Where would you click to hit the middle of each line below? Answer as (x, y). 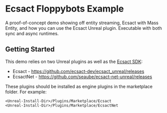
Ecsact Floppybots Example (65, 9)
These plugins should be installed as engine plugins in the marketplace (79, 86)
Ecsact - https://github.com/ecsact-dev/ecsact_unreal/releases (78, 71)
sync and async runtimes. (32, 33)
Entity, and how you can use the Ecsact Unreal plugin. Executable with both (84, 28)
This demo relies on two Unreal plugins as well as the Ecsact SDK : (74, 62)
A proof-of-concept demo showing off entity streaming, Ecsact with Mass (82, 23)
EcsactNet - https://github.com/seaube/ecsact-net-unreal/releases (82, 77)
